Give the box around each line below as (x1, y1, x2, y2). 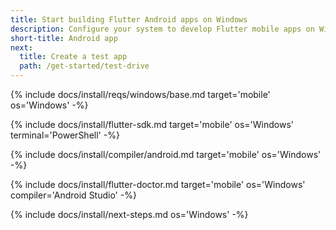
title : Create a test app (19, 52, 128, 62)
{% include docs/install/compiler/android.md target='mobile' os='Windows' (10, 149, 322, 160)
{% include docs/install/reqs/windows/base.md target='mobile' (10, 89, 271, 100)
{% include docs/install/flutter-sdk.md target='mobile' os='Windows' (10, 119, 294, 130)
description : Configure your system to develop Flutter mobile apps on (10, 24, 315, 34)
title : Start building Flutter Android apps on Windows (10, 14, 248, 25)
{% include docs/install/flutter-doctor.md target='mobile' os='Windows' (10, 179, 306, 190)
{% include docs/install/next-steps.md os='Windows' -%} (10, 209, 249, 220)
